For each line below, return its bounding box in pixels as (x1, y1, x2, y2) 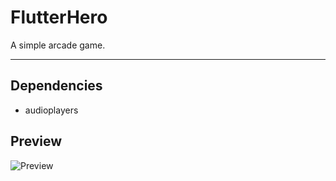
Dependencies (10, 77, 103, 95)
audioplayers (24, 104, 79, 116)
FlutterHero (10, 6, 108, 29)
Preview (10, 133, 63, 150)
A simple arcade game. (10, 39, 106, 51)
